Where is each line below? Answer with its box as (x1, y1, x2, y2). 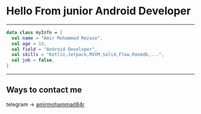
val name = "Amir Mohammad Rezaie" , (11, 35, 103, 41)
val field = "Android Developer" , (11, 46, 98, 52)
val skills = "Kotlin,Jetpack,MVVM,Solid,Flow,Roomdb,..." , (11, 52, 165, 58)
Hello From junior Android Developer (6, 4, 191, 18)
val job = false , (11, 57, 55, 63)
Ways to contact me (6, 85, 83, 95)
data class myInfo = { (6, 29, 63, 35)
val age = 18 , (11, 41, 47, 47)
